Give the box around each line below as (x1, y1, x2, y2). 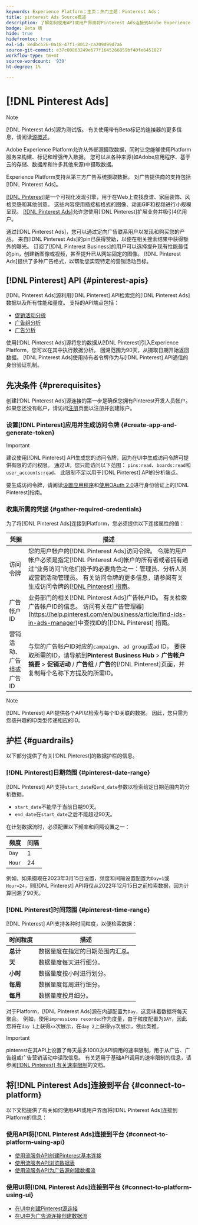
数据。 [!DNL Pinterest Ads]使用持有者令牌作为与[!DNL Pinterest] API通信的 (6, 354, 189, 361)
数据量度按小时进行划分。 (38, 969, 110, 977)
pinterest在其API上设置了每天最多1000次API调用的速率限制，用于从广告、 (6, 1046, 185, 1053)
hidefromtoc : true (6, 36, 51, 42)
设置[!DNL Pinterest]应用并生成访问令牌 (6, 421, 120, 429)
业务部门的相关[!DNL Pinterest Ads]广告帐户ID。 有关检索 (28, 593, 187, 601)
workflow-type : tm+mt (6, 53, 60, 59)
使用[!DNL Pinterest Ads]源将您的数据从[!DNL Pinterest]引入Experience (6, 339, 179, 346)
